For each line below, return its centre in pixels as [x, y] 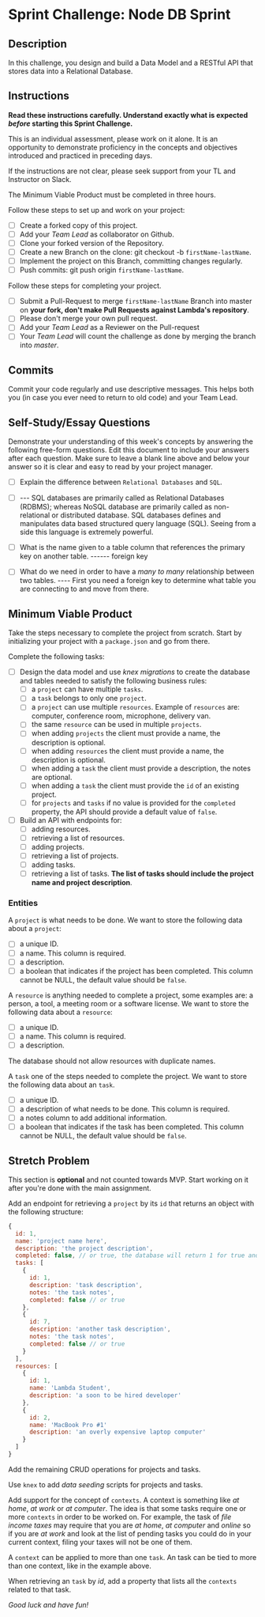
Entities [23, 903]
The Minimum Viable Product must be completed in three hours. [112, 195]
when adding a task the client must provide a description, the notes [141, 768]
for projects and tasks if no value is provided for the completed [133, 803]
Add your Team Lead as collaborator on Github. [97, 234]
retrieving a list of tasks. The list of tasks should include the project [142, 874]
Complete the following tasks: [56, 657]
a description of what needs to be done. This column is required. [125, 1108]
